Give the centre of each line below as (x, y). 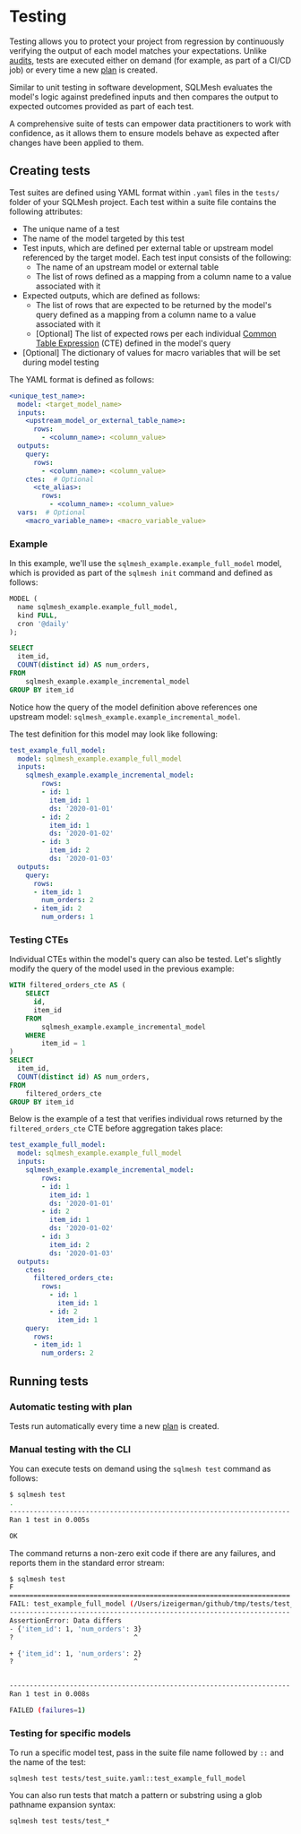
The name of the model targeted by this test (103, 238)
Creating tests (50, 171)
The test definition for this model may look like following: (113, 734)
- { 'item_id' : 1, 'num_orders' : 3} (76, 1629)
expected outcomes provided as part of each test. (102, 106)
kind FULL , (38, 616)
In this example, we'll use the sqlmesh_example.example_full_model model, (146, 564)
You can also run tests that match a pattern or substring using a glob (136, 1795)
